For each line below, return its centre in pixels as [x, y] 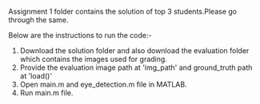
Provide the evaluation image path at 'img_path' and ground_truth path [136, 67]
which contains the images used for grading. [94, 59]
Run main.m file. [46, 93]
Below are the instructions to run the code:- [80, 35]
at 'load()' [36, 76]
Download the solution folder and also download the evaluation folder [134, 50]
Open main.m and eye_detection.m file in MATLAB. [103, 84]
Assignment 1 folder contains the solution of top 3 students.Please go [123, 12]
